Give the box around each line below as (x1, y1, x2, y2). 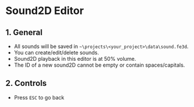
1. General (5, 27, 43, 37)
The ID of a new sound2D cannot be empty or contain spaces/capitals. (13, 61, 185, 68)
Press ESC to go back (13, 94, 65, 101)
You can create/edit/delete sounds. (13, 49, 99, 56)
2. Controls (5, 78, 47, 88)
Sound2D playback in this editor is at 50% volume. (13, 56, 137, 62)
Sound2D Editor (5, 4, 84, 18)
